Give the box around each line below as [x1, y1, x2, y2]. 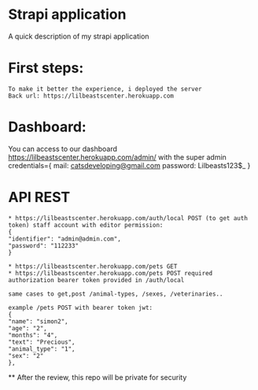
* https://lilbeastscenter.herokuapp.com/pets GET [8, 262, 178, 270]
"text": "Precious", [8, 338, 76, 346]
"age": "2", [8, 324, 47, 332]
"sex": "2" [8, 351, 44, 359]
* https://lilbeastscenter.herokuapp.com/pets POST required [8, 269, 213, 277]
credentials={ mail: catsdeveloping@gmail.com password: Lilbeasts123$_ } [8, 160, 251, 170]
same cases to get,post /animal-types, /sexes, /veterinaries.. [8, 289, 223, 298]
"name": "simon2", [8, 317, 68, 326]
